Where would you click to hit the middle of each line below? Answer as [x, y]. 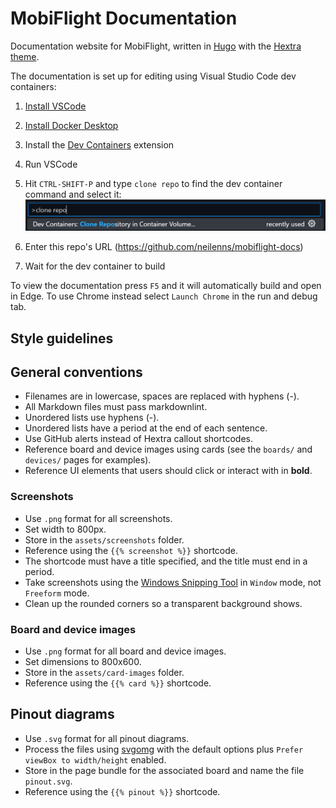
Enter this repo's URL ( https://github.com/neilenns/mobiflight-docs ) [164, 247]
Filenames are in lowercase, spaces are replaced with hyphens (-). [162, 396]
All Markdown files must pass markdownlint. [116, 407]
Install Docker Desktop [71, 125]
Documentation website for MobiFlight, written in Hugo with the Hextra [156, 46]
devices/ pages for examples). [88, 460]
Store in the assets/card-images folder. [104, 672]
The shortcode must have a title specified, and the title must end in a [166, 561]
